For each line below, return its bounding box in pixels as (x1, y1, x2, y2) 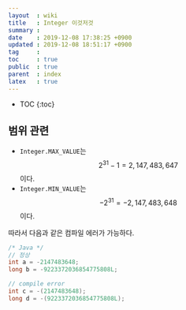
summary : (8, 26, 41, 34)
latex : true (8, 77, 58, 85)
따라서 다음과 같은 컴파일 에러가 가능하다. (8, 228, 135, 237)
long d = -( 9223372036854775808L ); (8, 294, 125, 302)
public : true (8, 63, 58, 71)
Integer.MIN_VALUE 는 (19, 183, 87, 193)
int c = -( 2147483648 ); (8, 287, 87, 295)
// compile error (8, 280, 65, 288)
